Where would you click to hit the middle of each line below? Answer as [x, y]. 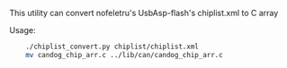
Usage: [22, 30]
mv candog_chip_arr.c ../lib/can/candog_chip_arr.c [124, 55]
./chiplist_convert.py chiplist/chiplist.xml [112, 47]
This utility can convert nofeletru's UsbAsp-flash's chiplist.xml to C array [144, 13]
